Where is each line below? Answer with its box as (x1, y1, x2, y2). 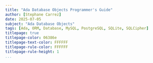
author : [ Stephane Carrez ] (5, 12, 61, 17)
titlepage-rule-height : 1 (5, 49, 59, 54)
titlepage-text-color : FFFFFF (5, 40, 68, 45)
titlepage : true (5, 30, 39, 35)
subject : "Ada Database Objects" (5, 21, 75, 26)
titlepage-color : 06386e (5, 35, 57, 40)
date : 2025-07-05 (5, 16, 41, 21)
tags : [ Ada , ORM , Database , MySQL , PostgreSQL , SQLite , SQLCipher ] (5, 26, 149, 31)
